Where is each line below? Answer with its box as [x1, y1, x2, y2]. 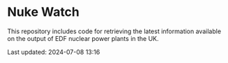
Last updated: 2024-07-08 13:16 [7, 48, 100, 56]
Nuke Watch [7, 4, 80, 20]
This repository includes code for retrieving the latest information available [7, 27, 222, 35]
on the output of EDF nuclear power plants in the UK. [7, 34, 159, 42]
